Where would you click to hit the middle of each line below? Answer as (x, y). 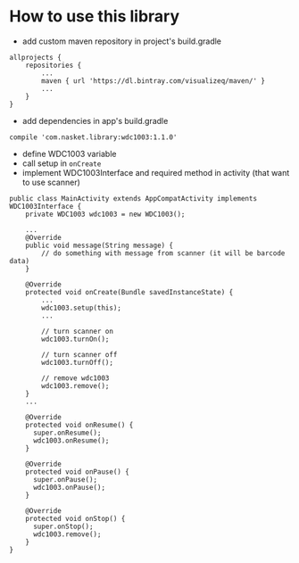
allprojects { (36, 57)
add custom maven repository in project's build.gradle (121, 41)
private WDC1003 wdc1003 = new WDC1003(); (105, 214)
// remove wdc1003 (75, 378)
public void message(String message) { (100, 245)
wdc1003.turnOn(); (75, 339)
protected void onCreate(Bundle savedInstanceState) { (129, 292)
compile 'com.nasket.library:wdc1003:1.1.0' (93, 137)
